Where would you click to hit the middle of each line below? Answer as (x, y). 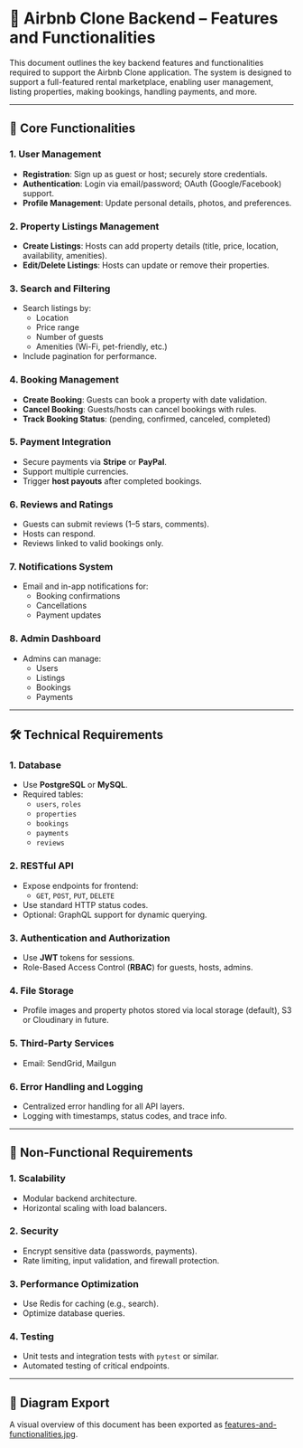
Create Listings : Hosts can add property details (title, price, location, (151, 246)
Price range (57, 327)
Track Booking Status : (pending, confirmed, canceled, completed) (147, 419)
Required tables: (53, 794)
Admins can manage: (62, 658)
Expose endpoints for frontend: (80, 885)
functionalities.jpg (43, 1434)
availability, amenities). (65, 255)
